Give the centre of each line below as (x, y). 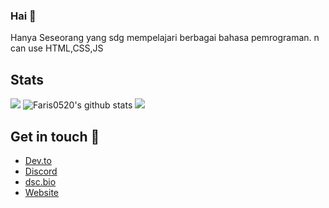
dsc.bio (40, 181)
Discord (41, 171)
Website (42, 192)
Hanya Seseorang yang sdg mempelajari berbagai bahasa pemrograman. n (165, 38)
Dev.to (38, 160)
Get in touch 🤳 (55, 136)
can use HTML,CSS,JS (57, 48)
